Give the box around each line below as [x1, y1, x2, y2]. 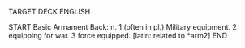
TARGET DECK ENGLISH [8, 7, 91, 16]
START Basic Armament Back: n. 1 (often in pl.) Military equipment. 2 [8, 22, 238, 31]
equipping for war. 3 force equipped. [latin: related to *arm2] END [8, 31, 228, 40]
